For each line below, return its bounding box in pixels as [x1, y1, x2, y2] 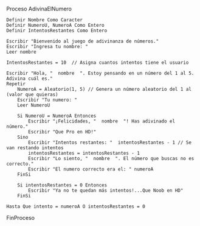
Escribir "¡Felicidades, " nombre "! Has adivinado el [28, 118, 175, 124]
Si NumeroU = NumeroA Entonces [17, 113, 97, 119]
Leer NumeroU [17, 102, 50, 108]
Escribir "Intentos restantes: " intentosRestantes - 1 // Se [28, 139, 191, 146]
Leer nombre [6, 49, 36, 55]
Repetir [6, 81, 26, 87]
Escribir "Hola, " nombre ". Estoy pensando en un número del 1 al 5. [6, 70, 195, 76]
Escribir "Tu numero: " [17, 97, 78, 103]
